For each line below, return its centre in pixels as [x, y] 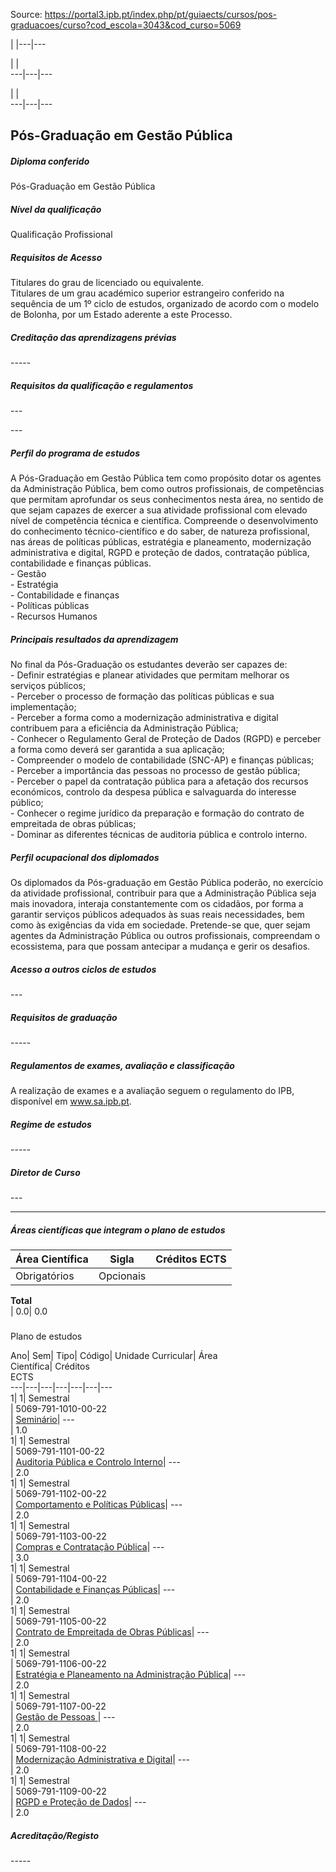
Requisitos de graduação [64, 1017]
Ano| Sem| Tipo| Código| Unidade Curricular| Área [114, 1356]
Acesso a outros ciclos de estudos [83, 969]
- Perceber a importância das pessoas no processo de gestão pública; [155, 771]
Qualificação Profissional [61, 235]
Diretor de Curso [45, 1172]
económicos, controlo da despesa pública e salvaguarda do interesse [153, 792]
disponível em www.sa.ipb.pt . [71, 1101]
